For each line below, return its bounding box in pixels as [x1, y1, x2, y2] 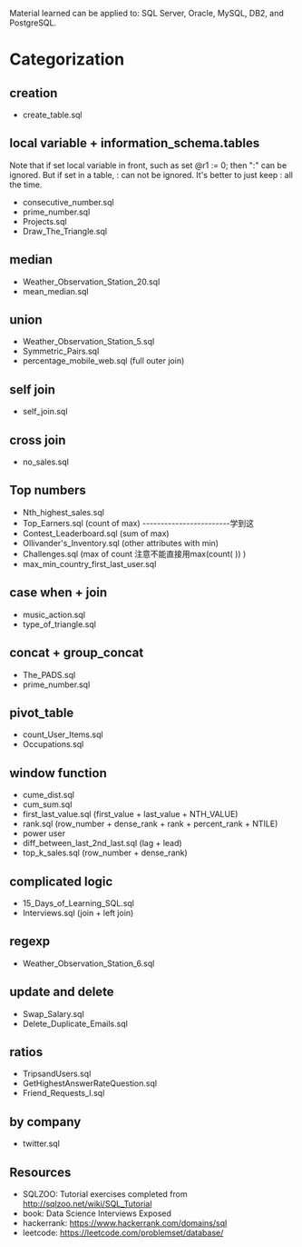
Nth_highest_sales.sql [22, 506, 104, 517]
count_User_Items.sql [22, 729, 103, 740]
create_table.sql [22, 109, 83, 120]
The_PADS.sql [22, 669, 76, 680]
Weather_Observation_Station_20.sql [22, 276, 161, 287]
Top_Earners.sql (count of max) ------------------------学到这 [22, 517, 255, 528]
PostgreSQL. [9, 17, 57, 28]
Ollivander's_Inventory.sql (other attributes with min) [22, 537, 219, 548]
